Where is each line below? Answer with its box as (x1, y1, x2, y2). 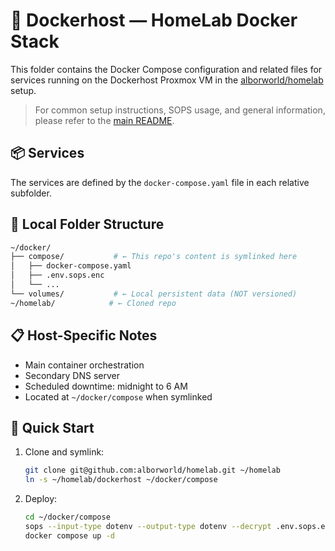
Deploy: (24, 493, 58, 505)
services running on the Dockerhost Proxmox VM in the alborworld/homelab (10, 74, 324, 86)
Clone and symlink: (24, 446, 105, 458)
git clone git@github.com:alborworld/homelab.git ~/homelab (24, 465, 281, 476)
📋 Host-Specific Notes (10, 327, 158, 344)
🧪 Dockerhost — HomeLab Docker (10, 9, 298, 32)
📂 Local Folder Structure (10, 216, 165, 233)
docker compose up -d (24, 530, 115, 541)
